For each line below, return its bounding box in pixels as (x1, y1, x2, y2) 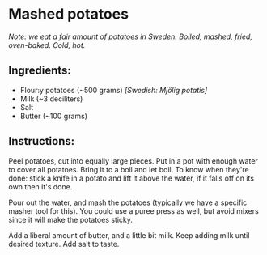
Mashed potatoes (8, 5, 129, 23)
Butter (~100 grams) (19, 111, 87, 121)
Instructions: (8, 134, 75, 148)
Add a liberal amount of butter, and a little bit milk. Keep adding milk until (8, 230, 250, 240)
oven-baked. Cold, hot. (8, 40, 86, 49)
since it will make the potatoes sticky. (8, 215, 133, 224)
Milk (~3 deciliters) (19, 94, 83, 104)
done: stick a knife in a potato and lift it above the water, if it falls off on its (8, 173, 255, 183)
